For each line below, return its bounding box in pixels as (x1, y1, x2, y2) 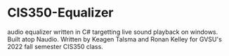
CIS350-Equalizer (7, 5, 114, 21)
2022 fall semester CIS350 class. (7, 42, 103, 50)
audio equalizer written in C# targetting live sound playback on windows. (7, 28, 218, 36)
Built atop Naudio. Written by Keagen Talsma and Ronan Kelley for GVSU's (7, 35, 223, 43)
